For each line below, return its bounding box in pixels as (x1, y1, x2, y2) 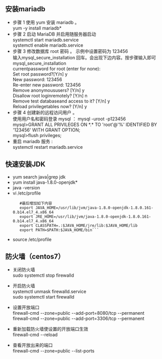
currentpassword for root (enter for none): (12, 66, 101, 72)
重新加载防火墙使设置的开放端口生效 (12, 326, 89, 332)
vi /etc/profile (12, 190, 41, 196)
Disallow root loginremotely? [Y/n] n (12, 92, 88, 99)
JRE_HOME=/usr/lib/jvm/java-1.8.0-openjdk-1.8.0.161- (35, 214, 151, 219)
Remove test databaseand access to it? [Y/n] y (12, 98, 110, 104)
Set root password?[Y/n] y (12, 71, 68, 77)
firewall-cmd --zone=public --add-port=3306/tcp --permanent (12, 315, 145, 321)
